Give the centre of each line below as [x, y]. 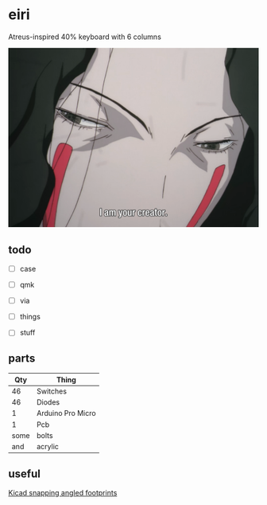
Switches [52, 391]
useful [25, 474]
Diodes [48, 402]
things [30, 317]
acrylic [48, 447]
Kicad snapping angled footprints [63, 493]
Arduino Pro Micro [67, 413]
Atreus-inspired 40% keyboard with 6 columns [85, 37]
